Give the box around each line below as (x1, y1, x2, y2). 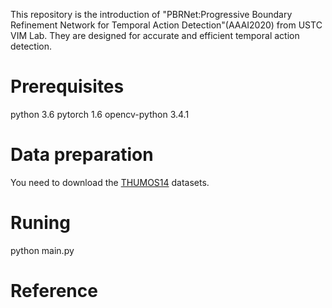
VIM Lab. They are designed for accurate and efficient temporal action (10, 30, 300, 41)
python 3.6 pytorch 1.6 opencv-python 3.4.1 (10, 108, 190, 120)
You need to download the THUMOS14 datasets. (10, 176, 210, 188)
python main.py (10, 244, 75, 256)
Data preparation (10, 144, 154, 166)
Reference (10, 280, 98, 302)
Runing (10, 212, 71, 234)
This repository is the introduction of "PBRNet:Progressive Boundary (10, 9, 293, 20)
